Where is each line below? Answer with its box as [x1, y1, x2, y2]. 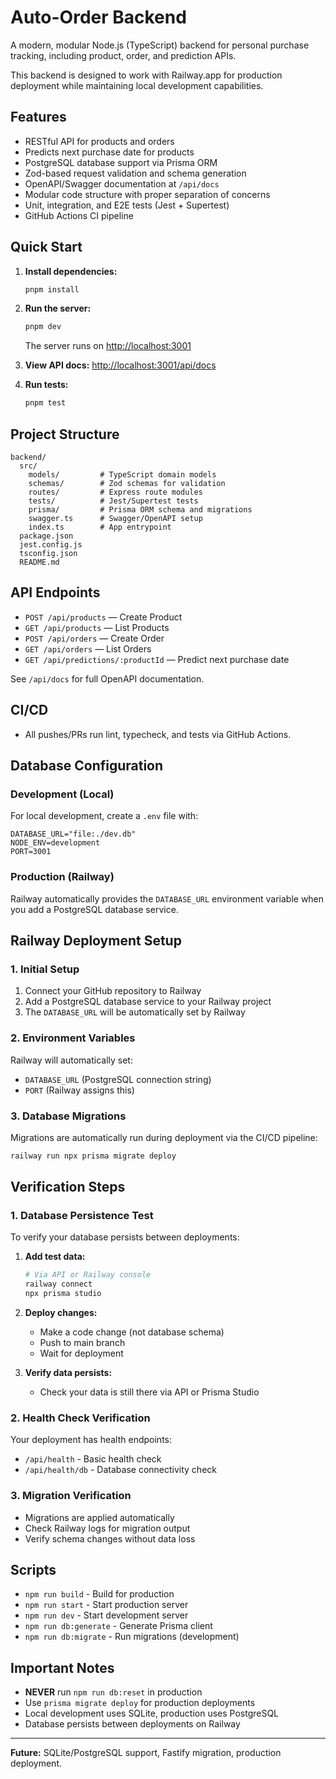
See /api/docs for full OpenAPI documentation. [10, 672, 205, 685]
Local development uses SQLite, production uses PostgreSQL [24, 1707, 280, 1720]
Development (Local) [10, 787, 115, 801]
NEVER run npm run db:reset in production [24, 1686, 203, 1698]
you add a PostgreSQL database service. [10, 903, 179, 915]
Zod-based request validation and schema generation [24, 167, 247, 179]
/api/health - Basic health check [24, 1453, 162, 1465]
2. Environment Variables [10, 1031, 136, 1045]
